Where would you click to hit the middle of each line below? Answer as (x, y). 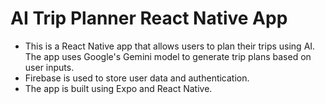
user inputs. (49, 67)
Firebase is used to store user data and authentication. (137, 78)
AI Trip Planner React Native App (149, 18)
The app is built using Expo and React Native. (118, 88)
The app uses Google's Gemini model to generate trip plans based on (168, 56)
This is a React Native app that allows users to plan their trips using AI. (170, 46)
